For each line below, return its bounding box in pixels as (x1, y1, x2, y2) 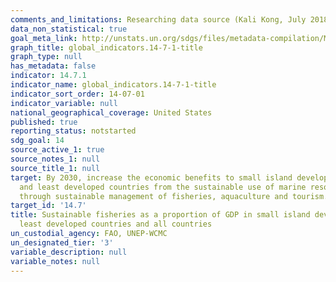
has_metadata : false (10, 61, 97, 71)
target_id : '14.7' (10, 201, 87, 211)
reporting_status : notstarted (10, 126, 137, 136)
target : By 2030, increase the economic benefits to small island (10, 172, 293, 183)
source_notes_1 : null (10, 154, 101, 164)
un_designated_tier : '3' (10, 237, 114, 248)
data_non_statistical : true (10, 24, 128, 34)
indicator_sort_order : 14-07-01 (10, 89, 145, 99)
